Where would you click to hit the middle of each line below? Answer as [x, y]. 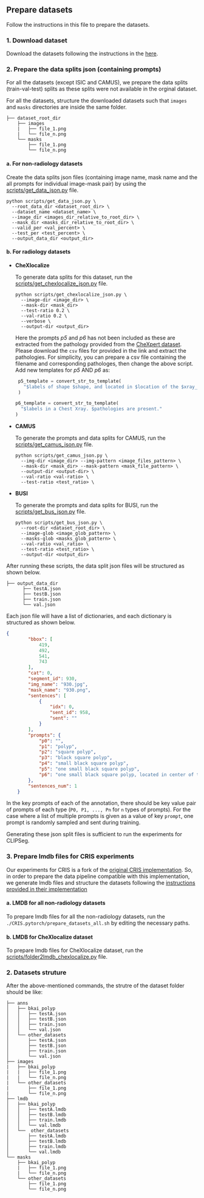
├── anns [17, 1003]
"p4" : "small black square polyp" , [84, 764]
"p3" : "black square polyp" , [76, 758]
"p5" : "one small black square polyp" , [89, 769]
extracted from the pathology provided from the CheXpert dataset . [98, 344]
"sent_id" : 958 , [70, 713]
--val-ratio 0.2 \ [44, 316]
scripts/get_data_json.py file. [42, 190]
